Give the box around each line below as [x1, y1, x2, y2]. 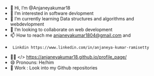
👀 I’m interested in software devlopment [10, 10, 94, 16]
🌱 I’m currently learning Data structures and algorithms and [10, 16, 134, 21]
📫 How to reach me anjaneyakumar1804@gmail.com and [10, 32, 131, 38]
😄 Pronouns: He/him [10, 59, 54, 65]
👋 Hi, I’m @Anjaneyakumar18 [10, 5, 71, 11]
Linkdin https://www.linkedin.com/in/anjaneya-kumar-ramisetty [12, 45, 149, 50]
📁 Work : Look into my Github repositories [10, 65, 98, 71]
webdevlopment [10, 21, 44, 27]
